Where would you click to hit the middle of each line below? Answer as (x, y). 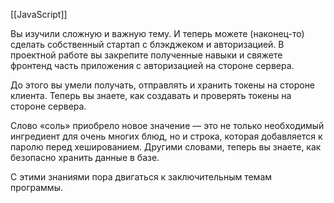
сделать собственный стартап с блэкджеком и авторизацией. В (147, 44)
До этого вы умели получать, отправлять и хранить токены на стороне (163, 85)
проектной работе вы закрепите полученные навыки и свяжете (146, 55)
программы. (36, 187)
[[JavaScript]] (39, 14)
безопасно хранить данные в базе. (85, 157)
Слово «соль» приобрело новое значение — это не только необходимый (167, 125)
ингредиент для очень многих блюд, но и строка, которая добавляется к (166, 136)
